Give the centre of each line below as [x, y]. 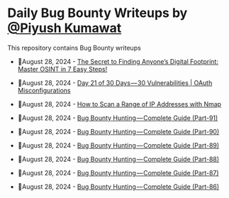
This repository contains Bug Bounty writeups [74, 48]
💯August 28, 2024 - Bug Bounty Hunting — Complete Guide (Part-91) [118, 118]
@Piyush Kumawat [65, 28]
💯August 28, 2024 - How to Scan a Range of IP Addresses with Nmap [119, 104]
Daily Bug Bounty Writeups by [97, 13]
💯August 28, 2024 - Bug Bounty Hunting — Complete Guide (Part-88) [118, 159]
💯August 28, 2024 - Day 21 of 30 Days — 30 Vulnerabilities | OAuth [115, 82]
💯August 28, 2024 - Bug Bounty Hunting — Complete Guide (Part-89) [118, 145]
